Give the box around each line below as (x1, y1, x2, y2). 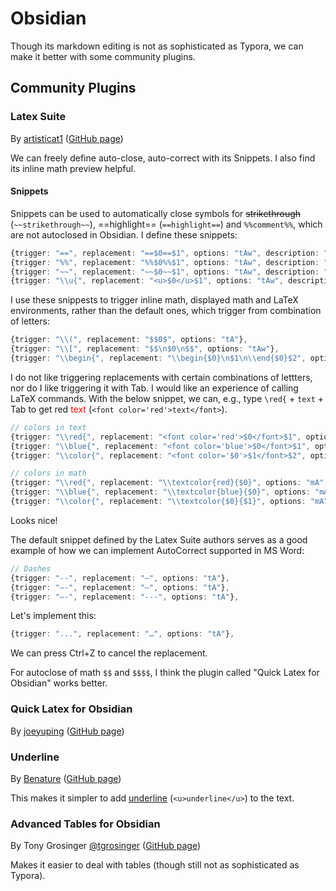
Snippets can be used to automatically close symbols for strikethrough (10, 207, 302, 219)
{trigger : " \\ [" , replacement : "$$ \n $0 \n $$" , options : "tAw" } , (10, 344, 280, 354)
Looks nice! (10, 514, 58, 526)
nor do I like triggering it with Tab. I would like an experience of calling (10, 382, 299, 394)
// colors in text (10, 422, 87, 432)
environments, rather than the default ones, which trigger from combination (10, 305, 322, 317)
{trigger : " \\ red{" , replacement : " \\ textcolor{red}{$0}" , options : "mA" (10, 478, 325, 488)
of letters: (10, 315, 50, 327)
